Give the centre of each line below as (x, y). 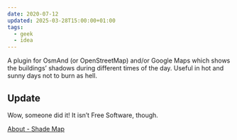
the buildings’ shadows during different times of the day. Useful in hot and (116, 68)
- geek (23, 34)
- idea (23, 41)
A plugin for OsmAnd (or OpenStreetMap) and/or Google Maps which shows (119, 60)
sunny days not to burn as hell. (53, 76)
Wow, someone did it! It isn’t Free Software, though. (83, 115)
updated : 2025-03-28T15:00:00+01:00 (61, 21)
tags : (15, 27)
